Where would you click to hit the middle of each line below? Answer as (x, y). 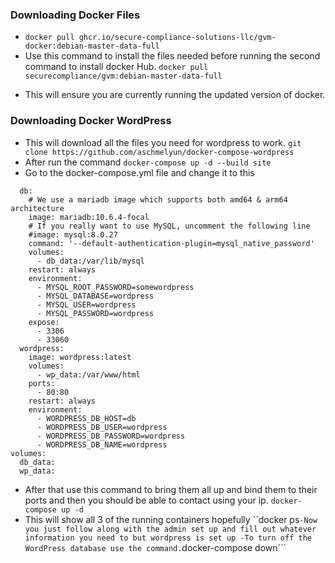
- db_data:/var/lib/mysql (90, 261)
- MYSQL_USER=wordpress (86, 304)
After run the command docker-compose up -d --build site (148, 162)
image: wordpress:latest (80, 357)
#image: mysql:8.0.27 (73, 234)
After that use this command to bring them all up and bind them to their (171, 489)
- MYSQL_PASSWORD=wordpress (95, 313)
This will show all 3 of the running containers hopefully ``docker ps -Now (171, 519)
